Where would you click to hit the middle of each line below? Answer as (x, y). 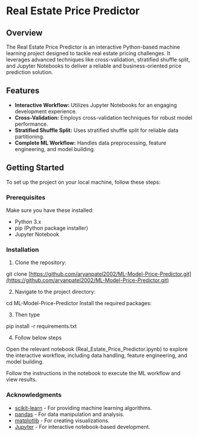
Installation (23, 249)
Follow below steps (38, 338)
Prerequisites (26, 197)
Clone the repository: (40, 262)
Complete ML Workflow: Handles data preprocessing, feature (90, 143)
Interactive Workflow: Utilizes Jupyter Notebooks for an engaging (96, 105)
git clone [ (18, 274)
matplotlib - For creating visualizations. (62, 420)
